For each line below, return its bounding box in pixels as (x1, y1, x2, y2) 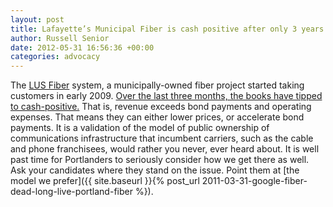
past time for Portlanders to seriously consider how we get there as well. (10, 154, 310, 166)
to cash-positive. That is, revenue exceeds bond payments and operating (10, 101, 312, 113)
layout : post (10, 14, 65, 25)
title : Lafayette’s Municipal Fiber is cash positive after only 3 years (10, 24, 325, 34)
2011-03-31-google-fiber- (201, 175, 308, 187)
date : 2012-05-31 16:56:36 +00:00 (10, 42, 155, 53)
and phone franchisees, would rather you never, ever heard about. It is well (10, 143, 320, 155)
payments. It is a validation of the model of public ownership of (10, 122, 270, 134)
